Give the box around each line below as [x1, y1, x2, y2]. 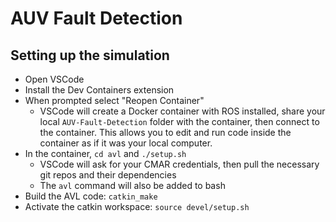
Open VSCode [24, 73, 85, 85]
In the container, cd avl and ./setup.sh [24, 148, 187, 159]
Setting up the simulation [10, 47, 170, 64]
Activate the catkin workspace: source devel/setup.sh [24, 201, 250, 212]
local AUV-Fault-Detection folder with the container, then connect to [39, 116, 320, 127]
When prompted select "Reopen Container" [24, 95, 205, 106]
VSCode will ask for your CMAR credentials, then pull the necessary [39, 158, 320, 170]
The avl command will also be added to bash [39, 180, 226, 191]
